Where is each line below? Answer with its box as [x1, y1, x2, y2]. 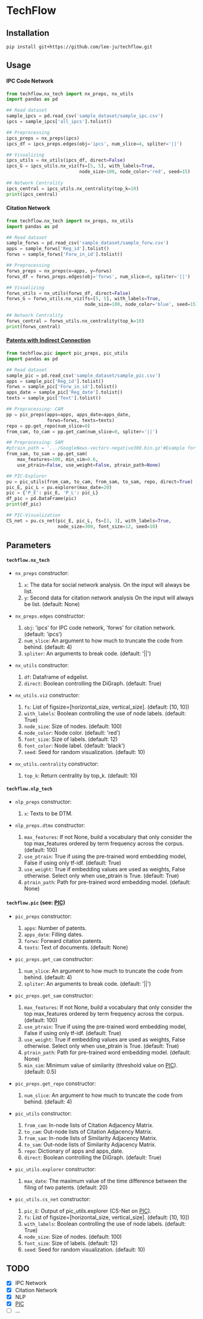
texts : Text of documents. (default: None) [24, 943, 129, 951]
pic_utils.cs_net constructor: [14, 1195, 91, 1203]
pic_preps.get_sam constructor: [14, 991, 94, 999]
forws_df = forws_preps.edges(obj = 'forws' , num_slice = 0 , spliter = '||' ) [6, 274, 190, 280]
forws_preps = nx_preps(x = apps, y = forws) [6, 268, 112, 274]
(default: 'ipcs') [24, 630, 62, 638]
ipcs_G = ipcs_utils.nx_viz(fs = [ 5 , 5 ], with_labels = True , [6, 163, 155, 169]
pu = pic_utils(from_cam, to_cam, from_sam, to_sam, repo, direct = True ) [6, 479, 193, 485]
